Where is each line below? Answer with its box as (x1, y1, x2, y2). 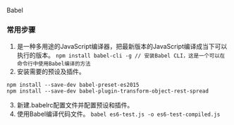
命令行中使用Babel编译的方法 (16, 60, 91, 68)
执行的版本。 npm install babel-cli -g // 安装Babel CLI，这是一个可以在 (16, 51, 226, 59)
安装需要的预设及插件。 (16, 67, 85, 76)
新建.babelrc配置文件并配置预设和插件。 (16, 101, 134, 109)
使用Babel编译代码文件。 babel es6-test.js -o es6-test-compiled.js (16, 109, 221, 119)
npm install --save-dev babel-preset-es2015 (6, 81, 140, 89)
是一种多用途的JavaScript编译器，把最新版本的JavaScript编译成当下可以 (16, 42, 228, 51)
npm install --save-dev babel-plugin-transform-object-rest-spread (6, 88, 209, 95)
